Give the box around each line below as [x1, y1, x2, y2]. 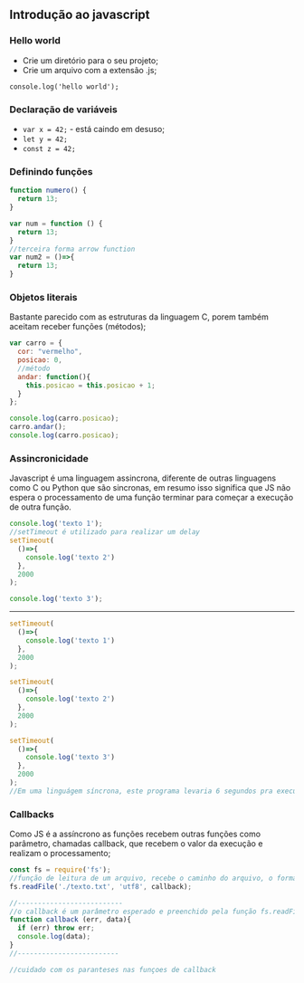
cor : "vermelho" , [17, 348, 83, 357]
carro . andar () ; [9, 423, 67, 432]
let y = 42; [22, 135, 68, 144]
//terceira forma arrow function [9, 244, 136, 253]
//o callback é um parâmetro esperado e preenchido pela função [9, 907, 257, 916]
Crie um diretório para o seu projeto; [22, 54, 158, 66]
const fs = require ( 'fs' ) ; [9, 865, 111, 874]
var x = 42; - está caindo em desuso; [22, 123, 166, 134]
